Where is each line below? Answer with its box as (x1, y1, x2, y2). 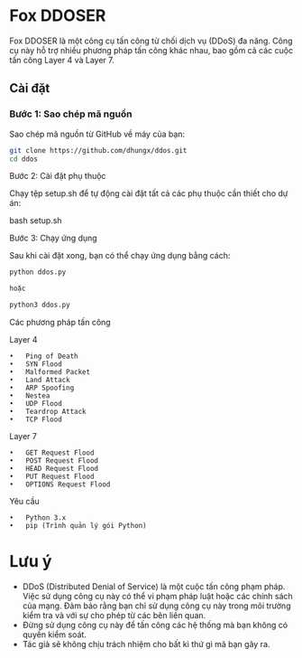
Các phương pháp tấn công (9, 317, 111, 327)
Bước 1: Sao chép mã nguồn (9, 108, 133, 120)
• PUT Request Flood (9, 472, 95, 481)
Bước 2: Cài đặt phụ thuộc (9, 171, 106, 182)
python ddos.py (9, 268, 67, 277)
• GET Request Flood (9, 448, 95, 457)
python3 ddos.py (9, 300, 70, 310)
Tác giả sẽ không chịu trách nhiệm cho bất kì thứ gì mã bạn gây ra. (22, 638, 270, 649)
